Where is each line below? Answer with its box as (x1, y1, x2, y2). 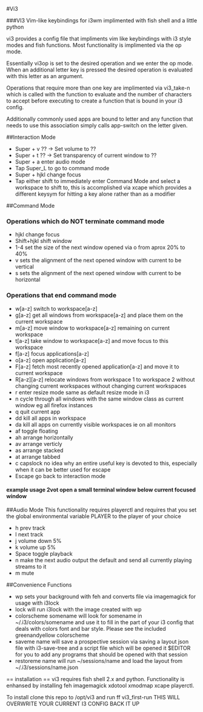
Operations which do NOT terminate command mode (6, 217, 165, 225)
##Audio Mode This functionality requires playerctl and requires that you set (6, 506, 197, 513)
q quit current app (15, 408, 61, 415)
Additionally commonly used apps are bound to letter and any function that (6, 115, 193, 122)
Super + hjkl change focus (15, 171, 81, 178)
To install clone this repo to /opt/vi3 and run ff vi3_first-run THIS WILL (6, 693, 181, 700)
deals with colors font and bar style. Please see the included (15, 625, 166, 632)
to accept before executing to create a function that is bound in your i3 (6, 97, 183, 104)
